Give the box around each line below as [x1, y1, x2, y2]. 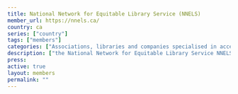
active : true [7, 63, 46, 70]
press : [7, 57, 27, 64]
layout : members [7, 69, 55, 76]
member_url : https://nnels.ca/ [7, 17, 100, 24]
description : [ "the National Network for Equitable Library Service [7, 50, 214, 57]
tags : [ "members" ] [7, 37, 62, 44]
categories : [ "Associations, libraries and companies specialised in [7, 43, 217, 50]
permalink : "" [7, 76, 50, 83]
